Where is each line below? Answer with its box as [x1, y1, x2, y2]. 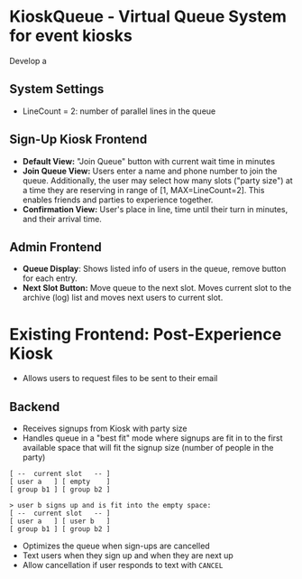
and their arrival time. [22, 213, 102, 224]
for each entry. [22, 273, 78, 284]
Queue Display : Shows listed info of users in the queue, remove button [22, 264, 287, 275]
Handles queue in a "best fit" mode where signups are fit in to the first [22, 433, 283, 444]
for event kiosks [9, 25, 133, 46]
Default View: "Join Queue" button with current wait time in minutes [22, 155, 276, 166]
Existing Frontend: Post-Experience [9, 323, 282, 344]
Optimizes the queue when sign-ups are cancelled [22, 540, 210, 552]
